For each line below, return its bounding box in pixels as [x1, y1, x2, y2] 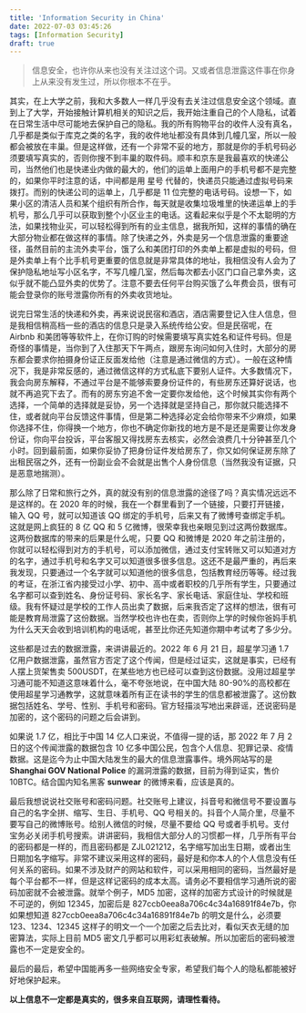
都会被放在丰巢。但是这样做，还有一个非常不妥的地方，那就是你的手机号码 [9, 141, 289, 152]
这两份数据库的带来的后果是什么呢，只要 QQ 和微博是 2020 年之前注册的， [9, 533, 290, 544]
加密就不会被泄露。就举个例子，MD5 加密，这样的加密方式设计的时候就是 [16, 887, 293, 898]
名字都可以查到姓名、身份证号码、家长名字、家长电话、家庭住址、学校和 [9, 589, 280, 601]
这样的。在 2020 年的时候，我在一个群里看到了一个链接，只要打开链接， [16, 498, 290, 510]
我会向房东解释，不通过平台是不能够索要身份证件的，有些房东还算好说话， [9, 377, 289, 388]
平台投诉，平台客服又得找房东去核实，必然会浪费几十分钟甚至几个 [48, 434, 297, 445]
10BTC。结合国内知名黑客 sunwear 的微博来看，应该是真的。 [9, 776, 240, 788]
